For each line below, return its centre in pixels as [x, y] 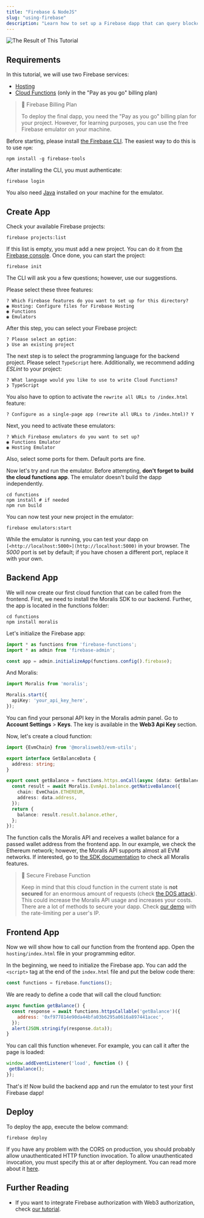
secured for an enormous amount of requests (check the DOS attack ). [109, 894]
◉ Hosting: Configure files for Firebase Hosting [70, 306]
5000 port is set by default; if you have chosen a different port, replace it [97, 552]
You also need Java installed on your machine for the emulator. [85, 193]
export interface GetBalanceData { [51, 758]
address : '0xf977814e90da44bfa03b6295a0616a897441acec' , [91, 1017]
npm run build [24, 505]
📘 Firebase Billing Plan [49, 105]
